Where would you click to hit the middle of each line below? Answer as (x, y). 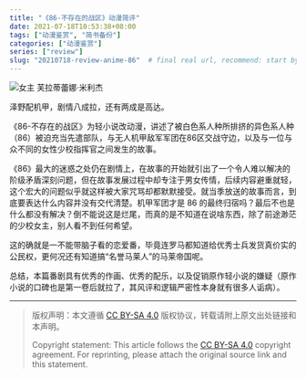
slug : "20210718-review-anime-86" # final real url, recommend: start (148, 60)
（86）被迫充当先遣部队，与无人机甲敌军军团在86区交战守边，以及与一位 (147, 137)
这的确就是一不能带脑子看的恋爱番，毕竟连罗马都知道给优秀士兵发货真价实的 (153, 245)
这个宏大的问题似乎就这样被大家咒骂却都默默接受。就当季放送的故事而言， (149, 191)
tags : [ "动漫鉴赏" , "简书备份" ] (65, 35)
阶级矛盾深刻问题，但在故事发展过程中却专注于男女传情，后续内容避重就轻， (153, 180)
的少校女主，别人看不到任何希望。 (73, 226)
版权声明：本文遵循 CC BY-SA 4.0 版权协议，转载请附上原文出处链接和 (164, 315)
